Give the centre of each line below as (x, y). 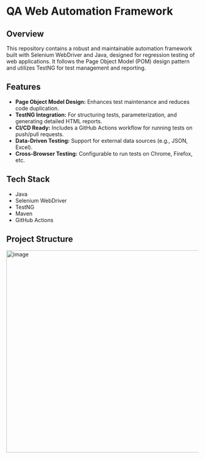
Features (23, 87)
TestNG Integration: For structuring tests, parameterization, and (96, 115)
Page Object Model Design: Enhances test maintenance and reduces (103, 101)
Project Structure (40, 239)
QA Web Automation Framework (90, 11)
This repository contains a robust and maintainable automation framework (99, 48)
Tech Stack (28, 179)
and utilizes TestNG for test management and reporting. (76, 68)
